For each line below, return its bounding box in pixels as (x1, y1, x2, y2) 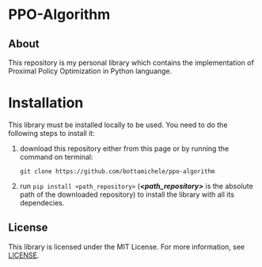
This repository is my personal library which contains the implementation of (8, 58, 255, 67)
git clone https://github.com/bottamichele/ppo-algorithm (19, 167, 215, 175)
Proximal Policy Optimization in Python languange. (8, 66, 173, 76)
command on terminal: (19, 152, 93, 161)
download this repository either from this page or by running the (19, 144, 230, 153)
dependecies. (19, 197, 65, 207)
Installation (8, 94, 84, 112)
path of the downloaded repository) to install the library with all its (19, 190, 235, 199)
